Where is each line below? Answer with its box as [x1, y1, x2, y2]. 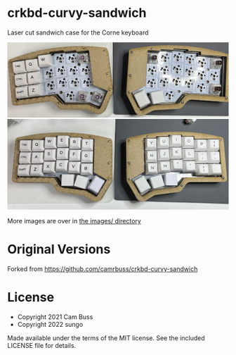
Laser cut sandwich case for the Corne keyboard [7, 28, 149, 37]
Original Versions [7, 242, 111, 258]
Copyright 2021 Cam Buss [17, 312, 93, 321]
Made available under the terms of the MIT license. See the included [7, 333, 205, 342]
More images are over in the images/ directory [7, 216, 142, 225]
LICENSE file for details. [7, 341, 77, 349]
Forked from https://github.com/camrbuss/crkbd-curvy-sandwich [7, 264, 198, 273]
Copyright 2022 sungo [17, 320, 84, 328]
